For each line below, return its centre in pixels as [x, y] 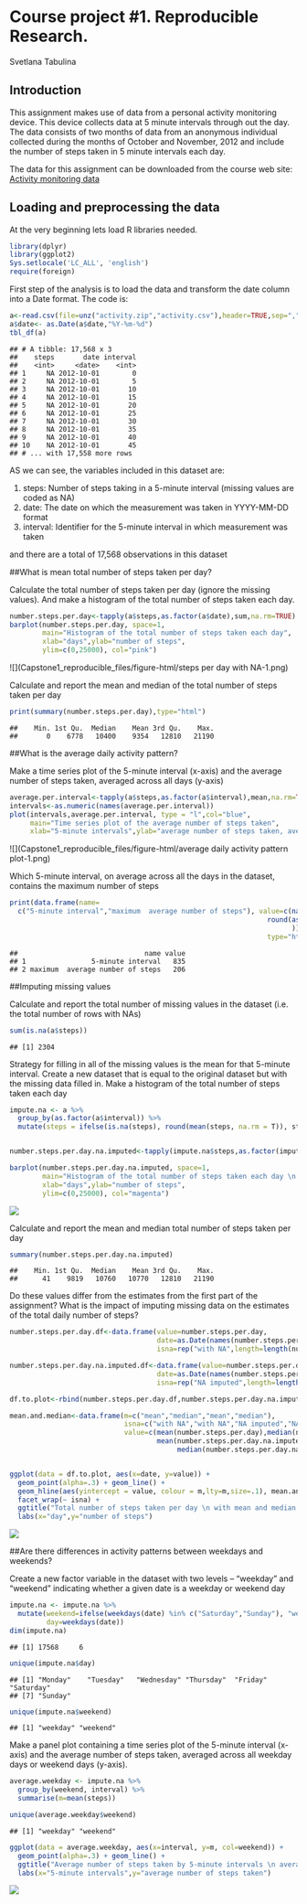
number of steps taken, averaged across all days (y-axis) [116, 780]
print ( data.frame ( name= [55, 903]
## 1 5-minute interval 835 [97, 961]
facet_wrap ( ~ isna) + [59, 1500]
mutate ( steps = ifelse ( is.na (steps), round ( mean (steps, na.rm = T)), [153, 1127]
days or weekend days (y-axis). [69, 1765]
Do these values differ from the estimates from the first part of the [134, 1296]
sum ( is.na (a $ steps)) [49, 1031]
